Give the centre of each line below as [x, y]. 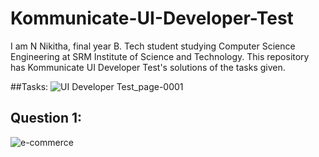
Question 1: [46, 118]
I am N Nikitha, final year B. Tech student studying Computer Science [153, 46]
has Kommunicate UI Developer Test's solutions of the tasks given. [148, 67]
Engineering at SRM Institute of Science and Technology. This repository [160, 56]
